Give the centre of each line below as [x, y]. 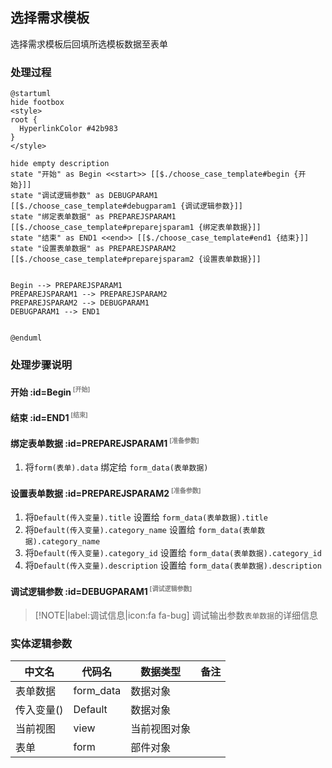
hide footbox [37, 103]
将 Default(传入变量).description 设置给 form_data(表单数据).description [173, 565]
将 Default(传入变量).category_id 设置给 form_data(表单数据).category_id [173, 553]
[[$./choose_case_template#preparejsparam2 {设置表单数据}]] [136, 259]
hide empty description [60, 164]
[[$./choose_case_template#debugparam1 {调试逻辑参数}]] [127, 206]
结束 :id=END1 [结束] [49, 416]
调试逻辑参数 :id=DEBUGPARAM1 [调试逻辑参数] [101, 590]
